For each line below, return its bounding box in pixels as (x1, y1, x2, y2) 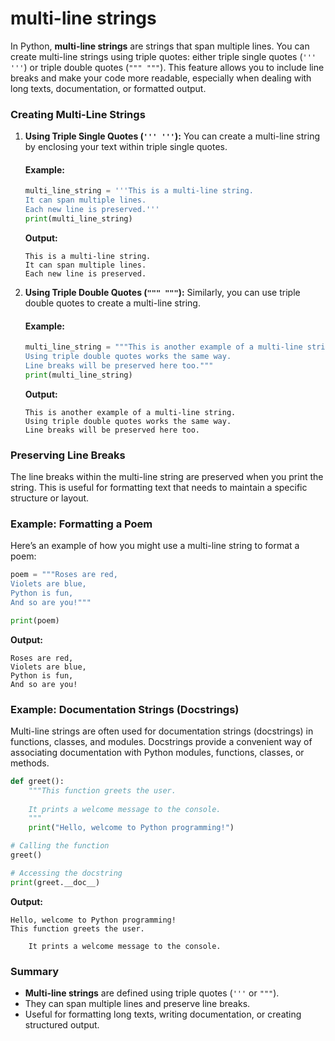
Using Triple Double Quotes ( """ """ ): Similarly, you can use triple (24, 286, 301, 298)
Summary (10, 964, 60, 978)
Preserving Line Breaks (10, 448, 126, 462)
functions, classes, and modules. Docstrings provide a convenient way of (10, 735, 313, 747)
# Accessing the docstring (10, 868, 123, 878)
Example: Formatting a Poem (10, 517, 153, 531)
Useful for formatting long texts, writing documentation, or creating (24, 1008, 302, 1020)
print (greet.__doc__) (10, 877, 101, 887)
